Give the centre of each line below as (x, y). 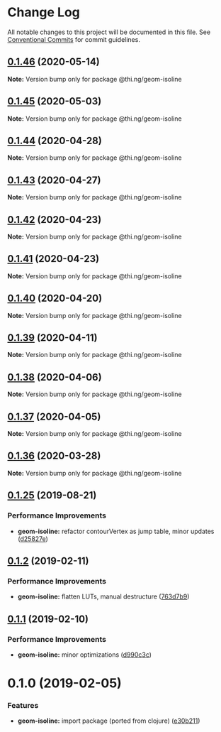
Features (23, 706)
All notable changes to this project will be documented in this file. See (109, 32)
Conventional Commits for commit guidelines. (74, 39)
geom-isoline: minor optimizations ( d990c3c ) (85, 655)
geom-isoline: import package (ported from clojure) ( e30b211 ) (109, 721)
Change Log (44, 12)
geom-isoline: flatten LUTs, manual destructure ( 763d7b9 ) (103, 596)
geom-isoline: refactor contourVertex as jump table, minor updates (116, 531)
